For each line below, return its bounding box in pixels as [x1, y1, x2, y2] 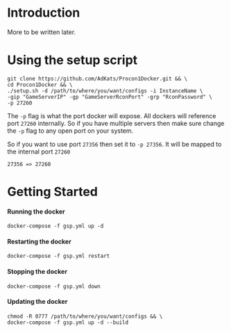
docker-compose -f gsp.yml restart [7, 252, 110, 260]
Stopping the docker [7, 268, 68, 276]
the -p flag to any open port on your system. [7, 127, 134, 135]
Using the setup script [7, 52, 138, 68]
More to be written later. [7, 28, 76, 36]
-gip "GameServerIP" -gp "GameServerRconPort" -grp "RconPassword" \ [7, 93, 213, 100]
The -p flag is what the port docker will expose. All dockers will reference [7, 111, 216, 120]
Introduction [7, 5, 80, 21]
